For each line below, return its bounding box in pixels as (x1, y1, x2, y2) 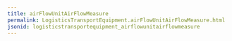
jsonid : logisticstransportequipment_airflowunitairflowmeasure (7, 23, 200, 30)
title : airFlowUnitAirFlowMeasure (7, 10, 109, 17)
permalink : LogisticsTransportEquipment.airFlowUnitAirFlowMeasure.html (7, 17, 226, 24)
